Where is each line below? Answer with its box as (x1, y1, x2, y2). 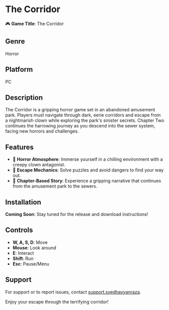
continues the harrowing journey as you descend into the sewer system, (5, 123, 155, 129)
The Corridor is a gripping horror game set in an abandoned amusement (5, 107, 155, 113)
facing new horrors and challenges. (5, 128, 79, 135)
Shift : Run (12, 255, 34, 261)
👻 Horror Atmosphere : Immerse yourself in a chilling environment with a (12, 156, 163, 162)
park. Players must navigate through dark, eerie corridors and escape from (5, 112, 161, 118)
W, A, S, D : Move (12, 239, 48, 245)
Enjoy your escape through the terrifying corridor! (5, 298, 109, 304)
